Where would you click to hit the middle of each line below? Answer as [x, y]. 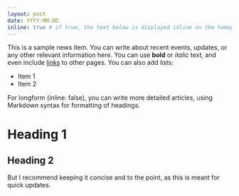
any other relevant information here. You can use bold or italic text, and [112, 55]
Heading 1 [37, 134]
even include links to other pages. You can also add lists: [91, 63]
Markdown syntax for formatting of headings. [74, 105]
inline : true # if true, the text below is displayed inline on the [111, 27]
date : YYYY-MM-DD [33, 21]
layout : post [27, 14]
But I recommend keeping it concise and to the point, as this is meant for [114, 177]
